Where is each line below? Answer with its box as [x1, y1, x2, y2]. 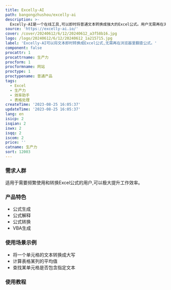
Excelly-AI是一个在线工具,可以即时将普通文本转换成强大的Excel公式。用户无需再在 [10, 21, 164, 27]
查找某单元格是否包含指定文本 [12, 264, 75, 270]
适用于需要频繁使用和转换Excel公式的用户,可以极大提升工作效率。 [5, 180, 143, 186]
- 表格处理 [10, 97, 30, 102]
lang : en [5, 111, 24, 117]
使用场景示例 [5, 239, 37, 246]
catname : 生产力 [5, 144, 38, 150]
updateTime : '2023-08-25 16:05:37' [5, 107, 81, 112]
